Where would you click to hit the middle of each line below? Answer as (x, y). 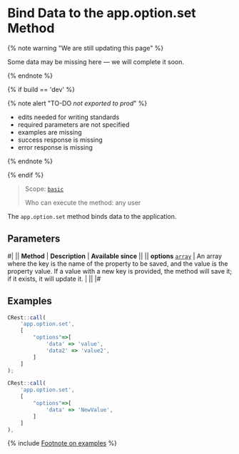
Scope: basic (44, 189)
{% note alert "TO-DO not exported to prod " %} (77, 103)
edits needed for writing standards (68, 117)
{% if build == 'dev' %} (41, 89)
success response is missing (60, 140)
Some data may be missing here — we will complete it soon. (96, 61)
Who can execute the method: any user (83, 202)
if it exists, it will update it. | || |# (54, 279)
